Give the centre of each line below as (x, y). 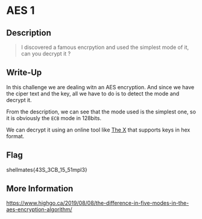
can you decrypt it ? (46, 54)
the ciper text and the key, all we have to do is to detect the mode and (93, 94)
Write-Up (24, 73)
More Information (40, 189)
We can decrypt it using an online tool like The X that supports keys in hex (98, 130)
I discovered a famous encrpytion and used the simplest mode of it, (105, 47)
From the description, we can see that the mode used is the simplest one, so (101, 112)
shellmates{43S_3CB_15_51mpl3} (47, 170)
